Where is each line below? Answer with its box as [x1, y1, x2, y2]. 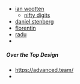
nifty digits [23, 11, 51, 19]
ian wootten [14, 5, 45, 12]
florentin [14, 24, 36, 31]
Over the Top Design [6, 51, 59, 58]
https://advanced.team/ [14, 66, 74, 73]
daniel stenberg [14, 18, 54, 25]
